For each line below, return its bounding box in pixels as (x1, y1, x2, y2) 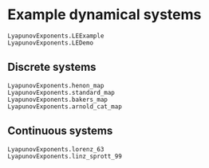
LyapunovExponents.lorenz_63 (7, 145, 104, 153)
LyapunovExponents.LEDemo (7, 38, 93, 47)
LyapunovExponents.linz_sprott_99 (7, 152, 123, 160)
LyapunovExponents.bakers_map (7, 96, 108, 104)
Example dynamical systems (7, 6, 202, 24)
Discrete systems (7, 61, 97, 74)
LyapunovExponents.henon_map (7, 81, 104, 89)
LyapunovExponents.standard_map (7, 88, 115, 96)
